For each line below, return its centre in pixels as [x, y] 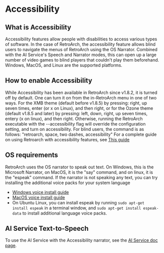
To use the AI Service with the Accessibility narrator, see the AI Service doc [82, 240]
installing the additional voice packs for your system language [68, 183]
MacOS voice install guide [39, 197]
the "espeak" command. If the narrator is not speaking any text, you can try [82, 177]
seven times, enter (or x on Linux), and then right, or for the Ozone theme [79, 108]
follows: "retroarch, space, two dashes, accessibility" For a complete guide [81, 134]
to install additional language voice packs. [65, 213]
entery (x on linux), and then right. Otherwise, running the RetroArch [74, 119]
